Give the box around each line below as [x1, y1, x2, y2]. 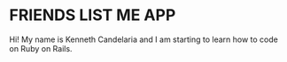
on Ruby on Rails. [9, 43, 73, 53]
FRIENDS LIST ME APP [9, 5, 176, 25]
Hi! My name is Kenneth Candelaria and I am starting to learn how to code [9, 34, 279, 45]
